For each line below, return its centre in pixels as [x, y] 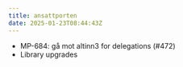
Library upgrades [49, 54]
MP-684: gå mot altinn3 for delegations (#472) [98, 45]
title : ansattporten [43, 16]
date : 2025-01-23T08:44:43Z [56, 23]
